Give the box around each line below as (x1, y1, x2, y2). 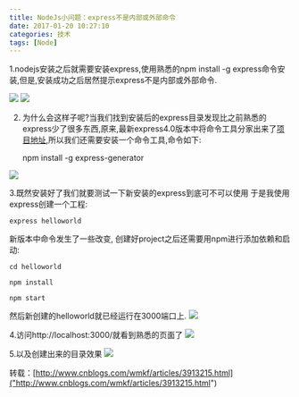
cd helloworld (9, 263, 62, 272)
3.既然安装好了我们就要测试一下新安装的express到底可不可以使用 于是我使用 (9, 188, 290, 198)
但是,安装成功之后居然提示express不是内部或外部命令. (19, 75, 218, 86)
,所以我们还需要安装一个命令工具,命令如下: (46, 135, 202, 146)
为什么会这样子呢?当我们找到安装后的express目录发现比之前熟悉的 (21, 113, 267, 123)
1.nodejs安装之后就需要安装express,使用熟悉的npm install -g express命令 (9, 63, 278, 74)
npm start (9, 294, 46, 303)
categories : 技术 (9, 30, 71, 38)
